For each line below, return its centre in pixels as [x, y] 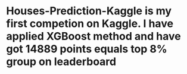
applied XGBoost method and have [93, 36]
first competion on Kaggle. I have [90, 24]
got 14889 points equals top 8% [87, 49]
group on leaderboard [61, 62]
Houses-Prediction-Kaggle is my [89, 11]
